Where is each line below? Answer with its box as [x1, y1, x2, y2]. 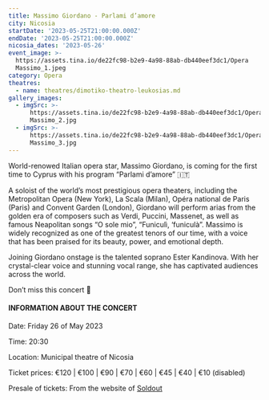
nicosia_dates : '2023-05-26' [8, 42, 106, 50]
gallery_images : [8, 94, 62, 102]
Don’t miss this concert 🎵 [8, 284, 91, 294]
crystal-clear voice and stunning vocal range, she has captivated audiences [8, 260, 259, 270]
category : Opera [8, 71, 62, 80]
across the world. [8, 269, 66, 279]
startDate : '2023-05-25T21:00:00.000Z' [8, 27, 142, 35]
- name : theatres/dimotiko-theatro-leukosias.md [15, 86, 181, 95]
